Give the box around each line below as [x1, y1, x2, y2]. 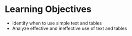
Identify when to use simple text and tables [12, 20, 102, 26]
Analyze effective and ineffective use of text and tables [12, 25, 127, 31]
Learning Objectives [5, 3, 92, 15]
